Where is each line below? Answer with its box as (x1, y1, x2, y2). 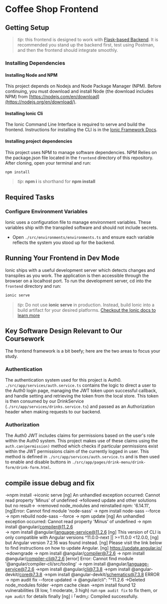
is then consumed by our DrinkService (5, 398, 84, 404)
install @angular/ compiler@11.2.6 (5, 524, 73, 530)
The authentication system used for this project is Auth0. (5, 377, 122, 383)
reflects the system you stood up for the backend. (12, 239, 116, 245)
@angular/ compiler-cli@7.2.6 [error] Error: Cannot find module (5, 556, 134, 562)
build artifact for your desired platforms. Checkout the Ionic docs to (17, 307, 156, 313)
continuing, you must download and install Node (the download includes (5, 88, 154, 94)
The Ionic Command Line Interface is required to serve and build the (5, 121, 146, 128)
